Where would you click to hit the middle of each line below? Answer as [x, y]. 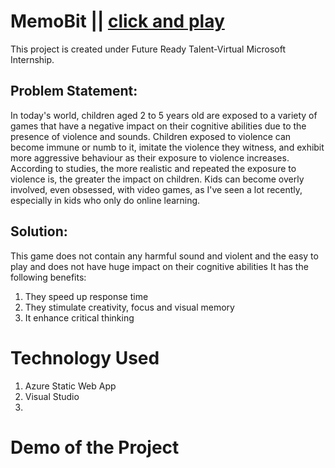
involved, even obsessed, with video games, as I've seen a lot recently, [156, 189]
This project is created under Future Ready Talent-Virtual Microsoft [148, 49]
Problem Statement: [74, 91]
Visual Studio [52, 396]
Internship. [32, 59]
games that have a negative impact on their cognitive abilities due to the [158, 126]
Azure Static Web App [70, 386]
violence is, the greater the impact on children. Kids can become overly [157, 179]
